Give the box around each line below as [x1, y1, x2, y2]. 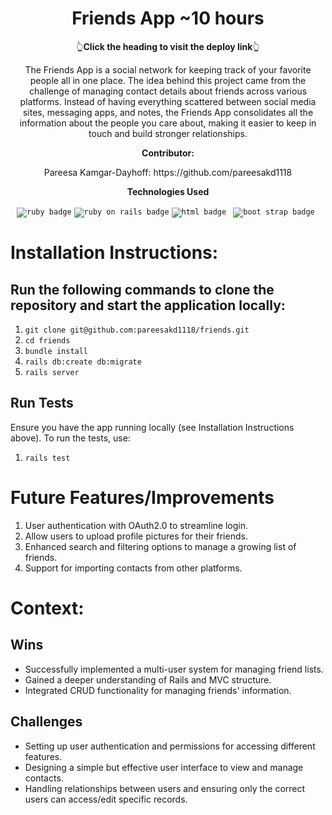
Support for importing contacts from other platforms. [24, 562, 243, 574]
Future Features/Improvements [10, 486, 275, 509]
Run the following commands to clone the [10, 281, 275, 298]
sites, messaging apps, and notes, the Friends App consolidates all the [22, 106, 314, 118]
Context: [10, 597, 85, 619]
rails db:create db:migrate [24, 357, 142, 367]
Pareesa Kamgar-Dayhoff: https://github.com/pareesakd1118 [43, 166, 293, 178]
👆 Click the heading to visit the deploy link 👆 [76, 40, 260, 52]
